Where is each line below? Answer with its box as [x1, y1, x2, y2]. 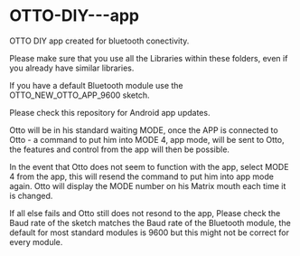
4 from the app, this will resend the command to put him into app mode [9, 171, 274, 182]
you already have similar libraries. [9, 62, 135, 73]
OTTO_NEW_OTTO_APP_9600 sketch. [9, 90, 150, 100]
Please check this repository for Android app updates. [9, 107, 211, 118]
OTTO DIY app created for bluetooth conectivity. [9, 35, 190, 46]
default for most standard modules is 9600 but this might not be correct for [9, 227, 289, 238]
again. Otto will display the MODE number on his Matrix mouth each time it [9, 180, 286, 191]
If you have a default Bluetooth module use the [9, 80, 183, 90]
